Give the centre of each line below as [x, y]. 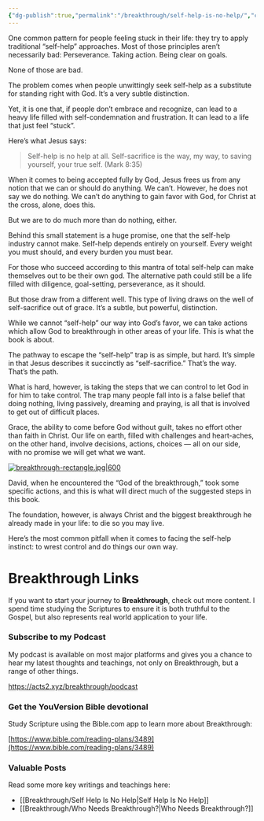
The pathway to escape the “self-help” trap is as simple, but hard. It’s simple [132, 354]
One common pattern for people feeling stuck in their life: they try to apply [128, 38]
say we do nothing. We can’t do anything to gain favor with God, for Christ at [132, 196]
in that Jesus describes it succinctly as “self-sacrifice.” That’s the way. [123, 363]
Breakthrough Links [74, 578]
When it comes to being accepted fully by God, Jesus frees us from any [125, 179]
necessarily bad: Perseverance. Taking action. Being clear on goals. [118, 54]
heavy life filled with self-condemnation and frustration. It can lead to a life [128, 117]
